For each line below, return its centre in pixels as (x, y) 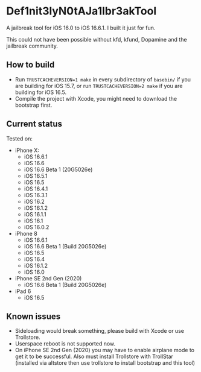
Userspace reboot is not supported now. (65, 344)
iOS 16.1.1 (35, 214)
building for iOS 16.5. (41, 92)
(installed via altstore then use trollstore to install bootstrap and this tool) (105, 363)
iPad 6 (23, 291)
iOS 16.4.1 (36, 189)
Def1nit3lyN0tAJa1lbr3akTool (81, 11)
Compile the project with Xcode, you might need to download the (96, 98)
